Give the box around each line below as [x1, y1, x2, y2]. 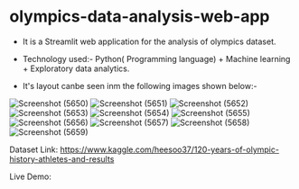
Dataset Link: [9, 144, 59, 155]
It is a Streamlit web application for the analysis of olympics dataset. [22, 36, 277, 47]
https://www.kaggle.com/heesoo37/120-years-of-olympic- [60, 144, 280, 155]
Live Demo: [9, 171, 51, 182]
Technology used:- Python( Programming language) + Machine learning [22, 53, 291, 64]
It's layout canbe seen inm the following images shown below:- [22, 80, 257, 91]
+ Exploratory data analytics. [22, 63, 130, 74]
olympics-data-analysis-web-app [9, 6, 270, 27]
